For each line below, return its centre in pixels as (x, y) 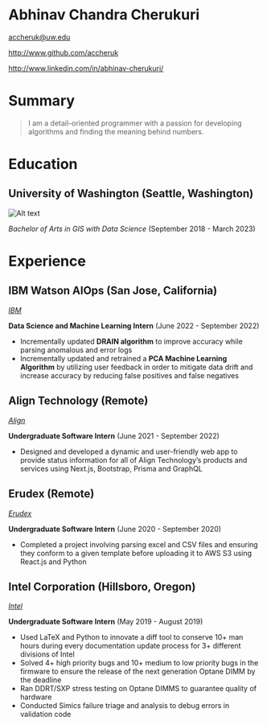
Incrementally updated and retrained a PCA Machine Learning (123, 358)
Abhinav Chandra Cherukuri (104, 15)
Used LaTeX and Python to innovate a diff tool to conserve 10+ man (131, 637)
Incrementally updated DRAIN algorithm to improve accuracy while (131, 341)
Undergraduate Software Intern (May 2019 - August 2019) (106, 622)
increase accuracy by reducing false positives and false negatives (129, 375)
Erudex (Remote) (51, 494)
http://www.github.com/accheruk (64, 52)
